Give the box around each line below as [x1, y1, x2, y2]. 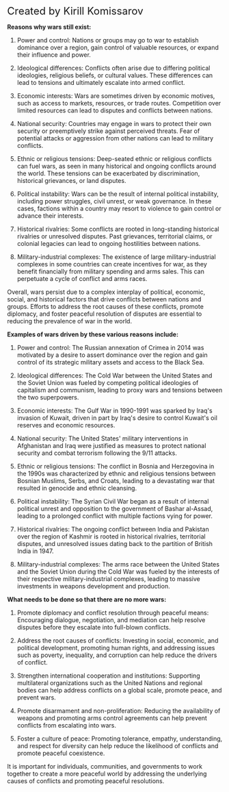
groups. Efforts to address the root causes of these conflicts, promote [7, 303, 204, 310]
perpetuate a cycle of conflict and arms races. [16, 275, 148, 282]
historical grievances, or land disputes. [16, 177, 126, 184]
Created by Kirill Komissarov [7, 5, 144, 18]
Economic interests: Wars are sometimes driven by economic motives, [16, 92, 215, 100]
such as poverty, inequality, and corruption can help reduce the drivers [16, 651, 217, 659]
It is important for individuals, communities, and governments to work [7, 763, 203, 770]
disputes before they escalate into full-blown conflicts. [16, 623, 171, 631]
